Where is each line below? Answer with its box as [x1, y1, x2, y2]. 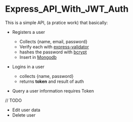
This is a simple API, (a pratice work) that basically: [5, 20, 108, 25]
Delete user [12, 112, 36, 118]
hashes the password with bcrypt [19, 49, 87, 55]
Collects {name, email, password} [19, 38, 88, 45]
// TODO [5, 97, 22, 103]
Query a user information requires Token [12, 88, 94, 94]
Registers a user [12, 29, 45, 35]
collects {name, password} [19, 73, 74, 79]
